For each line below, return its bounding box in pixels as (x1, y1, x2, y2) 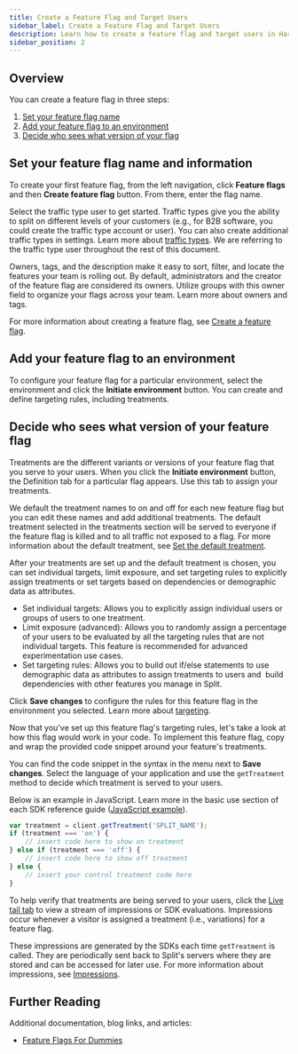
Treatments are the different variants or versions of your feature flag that (9, 456, 275, 467)
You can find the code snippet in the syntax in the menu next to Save (9, 758, 262, 769)
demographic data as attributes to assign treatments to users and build (21, 669, 284, 679)
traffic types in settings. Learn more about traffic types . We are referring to (9, 234, 283, 245)
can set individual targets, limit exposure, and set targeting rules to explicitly (9, 567, 287, 577)
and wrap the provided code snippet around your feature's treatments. (9, 741, 267, 751)
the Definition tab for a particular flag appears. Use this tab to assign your (9, 476, 278, 487)
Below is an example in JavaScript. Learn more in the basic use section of (9, 794, 279, 804)
